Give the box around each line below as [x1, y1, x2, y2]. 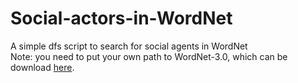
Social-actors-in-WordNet [10, 7, 233, 30]
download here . [10, 61, 75, 73]
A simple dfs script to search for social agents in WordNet [10, 40, 248, 52]
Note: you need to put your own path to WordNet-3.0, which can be [10, 50, 288, 62]
